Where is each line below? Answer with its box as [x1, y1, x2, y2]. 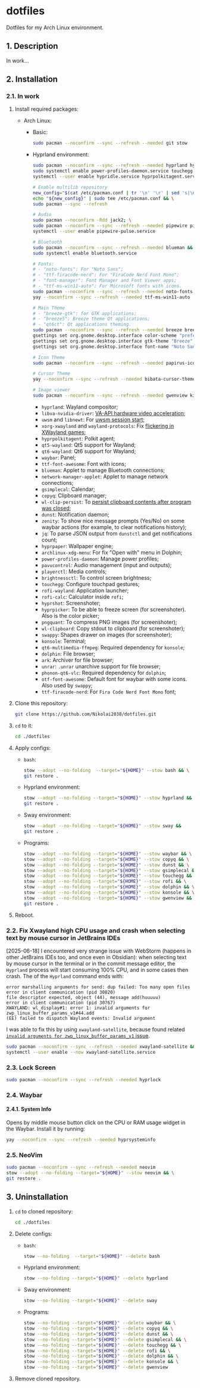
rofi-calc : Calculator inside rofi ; [41, 593, 124, 600]
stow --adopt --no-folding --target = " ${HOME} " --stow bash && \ [23, 767, 189, 773]
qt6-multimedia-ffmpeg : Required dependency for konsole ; [41, 643, 185, 651]
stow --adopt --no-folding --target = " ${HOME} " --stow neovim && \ [6, 1170, 174, 1176]
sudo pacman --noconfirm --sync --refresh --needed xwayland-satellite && [6, 1044, 196, 1050]
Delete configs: [14, 1230, 52, 1237]
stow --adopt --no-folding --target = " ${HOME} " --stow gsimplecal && [23, 867, 198, 873]
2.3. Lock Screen [6, 1063, 56, 1072]
